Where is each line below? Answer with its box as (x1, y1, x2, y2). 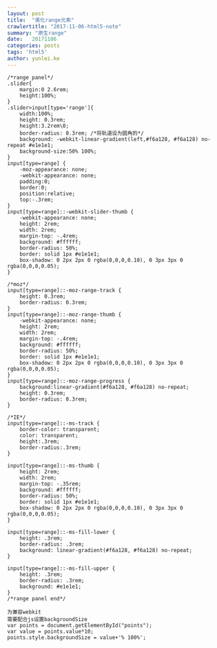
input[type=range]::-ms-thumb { (7, 462, 100, 469)
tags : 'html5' (7, 49, 48, 56)
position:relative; (19, 190, 76, 197)
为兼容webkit (7, 609, 41, 616)
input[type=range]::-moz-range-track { (7, 287, 122, 294)
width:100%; (19, 110, 54, 117)
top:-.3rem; (19, 196, 54, 203)
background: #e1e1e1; (19, 583, 81, 590)
